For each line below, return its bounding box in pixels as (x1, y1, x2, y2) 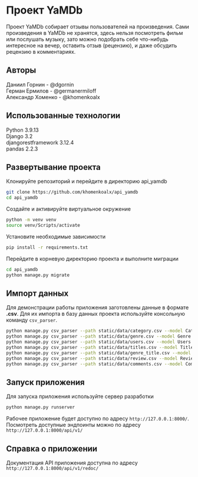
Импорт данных (6, 288, 69, 298)
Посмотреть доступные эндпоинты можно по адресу (6, 422, 141, 429)
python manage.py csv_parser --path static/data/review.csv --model (6, 355, 178, 361)
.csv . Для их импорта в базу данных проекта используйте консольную (6, 311, 186, 318)
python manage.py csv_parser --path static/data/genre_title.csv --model (6, 349, 192, 356)
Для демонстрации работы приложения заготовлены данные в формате (6, 304, 189, 311)
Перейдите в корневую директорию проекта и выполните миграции (6, 255, 179, 262)
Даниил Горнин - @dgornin (6, 81, 74, 88)
